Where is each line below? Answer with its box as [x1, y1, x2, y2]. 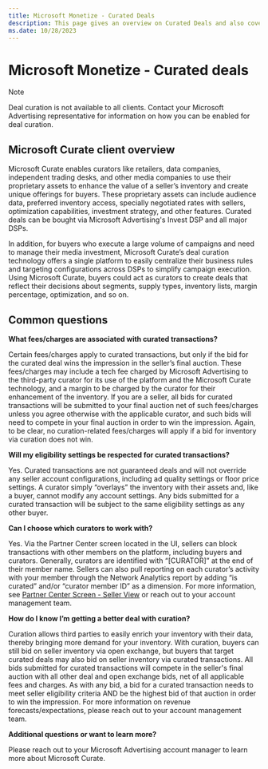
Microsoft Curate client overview [8, 143, 175, 157]
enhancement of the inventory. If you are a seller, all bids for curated [8, 392, 233, 402]
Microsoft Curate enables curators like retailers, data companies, [8, 165, 222, 174]
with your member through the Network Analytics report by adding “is [8, 573, 238, 582]
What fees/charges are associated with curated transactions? [8, 334, 218, 343]
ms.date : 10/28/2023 [8, 26, 77, 34]
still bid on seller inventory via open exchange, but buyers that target [8, 646, 234, 656]
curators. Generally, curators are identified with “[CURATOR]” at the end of [8, 556, 254, 565]
